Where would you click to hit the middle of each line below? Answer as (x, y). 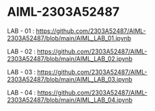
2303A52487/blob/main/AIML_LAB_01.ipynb (69, 38)
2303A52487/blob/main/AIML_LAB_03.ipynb (70, 79)
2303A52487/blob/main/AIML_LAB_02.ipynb (70, 58)
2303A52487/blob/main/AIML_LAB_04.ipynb (70, 99)
